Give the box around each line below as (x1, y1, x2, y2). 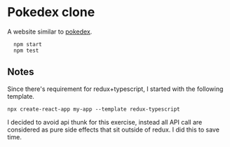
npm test (13, 47, 39, 54)
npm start (13, 41, 42, 48)
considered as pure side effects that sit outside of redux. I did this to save (7, 125, 219, 134)
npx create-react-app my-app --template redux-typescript (7, 106, 180, 113)
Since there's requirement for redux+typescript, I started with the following (7, 85, 224, 93)
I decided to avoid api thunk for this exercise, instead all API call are (7, 118, 203, 126)
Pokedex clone (7, 4, 95, 20)
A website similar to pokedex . (7, 27, 93, 36)
